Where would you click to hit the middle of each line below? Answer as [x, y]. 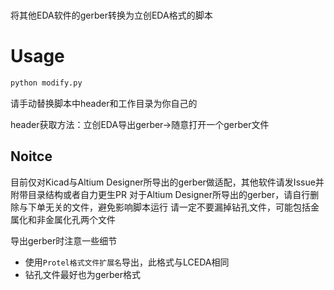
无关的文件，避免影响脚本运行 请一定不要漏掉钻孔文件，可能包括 [177, 207]
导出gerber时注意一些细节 [64, 240]
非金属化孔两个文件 [76, 219]
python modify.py [46, 83]
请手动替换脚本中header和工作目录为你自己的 [104, 103]
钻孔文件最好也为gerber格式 [83, 274]
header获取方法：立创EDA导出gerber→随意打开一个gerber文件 [140, 124]
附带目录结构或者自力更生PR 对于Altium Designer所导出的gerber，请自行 [160, 194]
